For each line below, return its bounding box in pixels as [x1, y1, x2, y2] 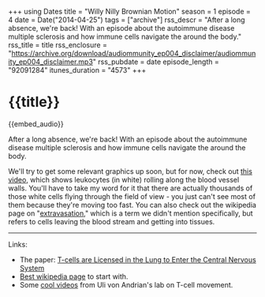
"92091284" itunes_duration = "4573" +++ [8, 66, 147, 74]
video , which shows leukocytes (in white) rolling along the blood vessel [8, 175, 240, 184]
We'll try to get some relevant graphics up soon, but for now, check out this [8, 166, 252, 176]
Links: [8, 239, 28, 249]
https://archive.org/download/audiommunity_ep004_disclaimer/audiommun [11, 49, 256, 58]
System [19, 263, 45, 273]
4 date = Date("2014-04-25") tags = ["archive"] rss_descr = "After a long [8, 15, 246, 24]
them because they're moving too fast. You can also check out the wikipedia [8, 200, 256, 209]
